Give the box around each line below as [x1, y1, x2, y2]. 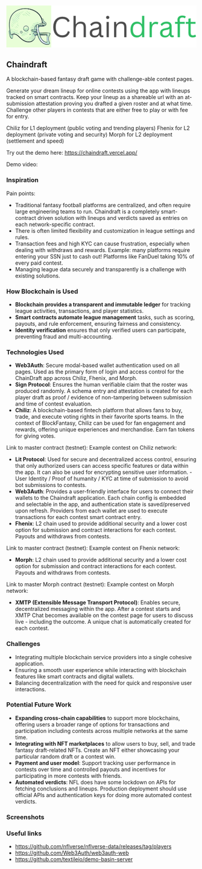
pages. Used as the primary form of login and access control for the [14, 368, 185, 375]
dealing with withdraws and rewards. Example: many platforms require [14, 246, 191, 253]
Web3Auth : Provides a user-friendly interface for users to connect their [14, 488, 194, 495]
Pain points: [6, 190, 36, 197]
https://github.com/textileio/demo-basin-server [14, 856, 133, 863]
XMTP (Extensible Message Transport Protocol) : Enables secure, [14, 599, 181, 606]
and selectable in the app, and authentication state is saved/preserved [14, 501, 190, 508]
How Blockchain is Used [6, 287, 78, 296]
